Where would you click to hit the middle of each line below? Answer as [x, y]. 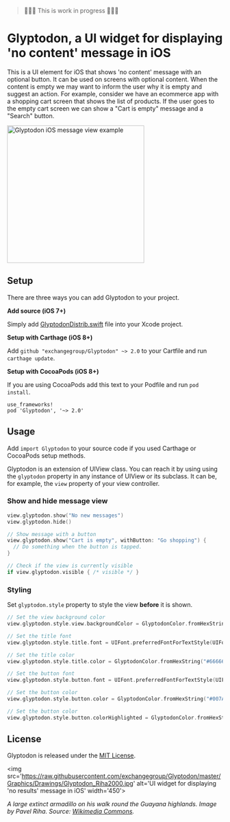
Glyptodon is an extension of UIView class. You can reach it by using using [112, 469]
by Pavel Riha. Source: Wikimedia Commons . [71, 812]
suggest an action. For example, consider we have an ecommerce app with [113, 93]
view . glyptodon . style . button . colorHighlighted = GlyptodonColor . [102, 718]
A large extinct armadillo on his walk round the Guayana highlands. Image [112, 804]
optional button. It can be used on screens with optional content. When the [112, 79]
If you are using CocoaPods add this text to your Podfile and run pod [103, 384]
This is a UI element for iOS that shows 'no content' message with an [104, 71]
